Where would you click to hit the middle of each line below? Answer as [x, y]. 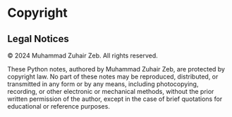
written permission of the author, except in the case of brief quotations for [115, 99]
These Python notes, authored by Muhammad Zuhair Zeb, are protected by [116, 69]
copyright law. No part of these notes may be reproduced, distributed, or [113, 76]
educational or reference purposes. [59, 106]
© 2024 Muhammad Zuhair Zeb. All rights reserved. [83, 55]
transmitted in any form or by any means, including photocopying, [103, 84]
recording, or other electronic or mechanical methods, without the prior [111, 91]
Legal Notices [38, 39]
